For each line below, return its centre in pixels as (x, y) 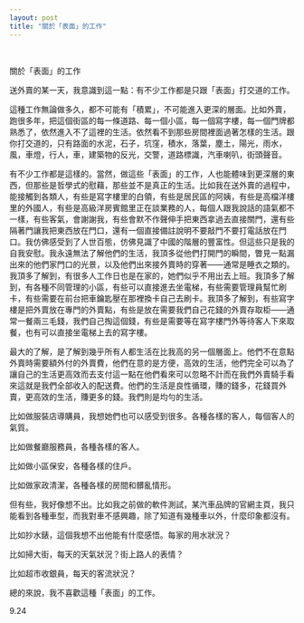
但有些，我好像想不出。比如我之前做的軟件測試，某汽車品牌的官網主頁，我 (148, 504)
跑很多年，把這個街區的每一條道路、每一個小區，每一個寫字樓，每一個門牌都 (152, 120)
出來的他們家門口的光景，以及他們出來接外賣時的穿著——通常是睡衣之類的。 (152, 264)
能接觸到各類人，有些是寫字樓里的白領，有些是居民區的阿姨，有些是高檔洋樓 (152, 196)
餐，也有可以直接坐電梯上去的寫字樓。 (81, 332)
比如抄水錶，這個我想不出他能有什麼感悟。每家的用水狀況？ (120, 534)
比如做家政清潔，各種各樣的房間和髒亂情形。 (93, 484)
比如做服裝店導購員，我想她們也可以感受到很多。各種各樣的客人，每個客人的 (152, 416)
